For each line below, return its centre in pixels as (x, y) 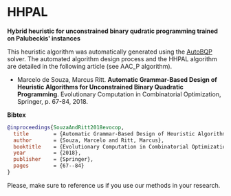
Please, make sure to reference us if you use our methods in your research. (114, 185)
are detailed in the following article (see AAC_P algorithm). (90, 66)
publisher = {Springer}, (54, 160)
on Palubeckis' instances (44, 38)
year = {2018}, (47, 153)
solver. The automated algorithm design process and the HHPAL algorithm (112, 58)
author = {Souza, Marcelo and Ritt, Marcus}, (89, 140)
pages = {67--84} (49, 166)
